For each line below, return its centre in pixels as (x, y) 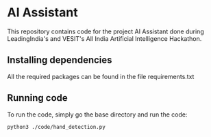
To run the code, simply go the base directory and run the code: (97, 115)
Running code (38, 98)
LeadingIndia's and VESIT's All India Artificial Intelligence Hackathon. (104, 38)
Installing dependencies (60, 60)
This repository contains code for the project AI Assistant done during (105, 31)
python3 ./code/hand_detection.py (57, 127)
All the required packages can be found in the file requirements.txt (101, 76)
